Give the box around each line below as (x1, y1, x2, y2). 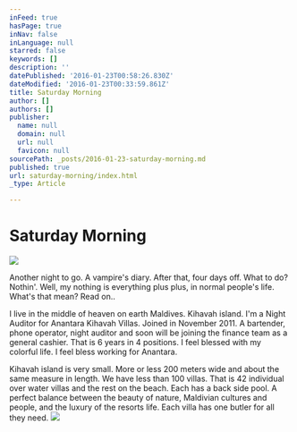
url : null (17, 138, 54, 147)
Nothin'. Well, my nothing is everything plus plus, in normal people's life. (9, 282, 275, 292)
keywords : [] (9, 55, 58, 64)
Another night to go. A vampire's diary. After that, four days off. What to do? (9, 272, 289, 283)
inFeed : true (9, 13, 58, 22)
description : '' (9, 64, 70, 72)
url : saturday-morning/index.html (9, 171, 139, 180)
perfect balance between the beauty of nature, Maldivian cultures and (9, 393, 267, 403)
